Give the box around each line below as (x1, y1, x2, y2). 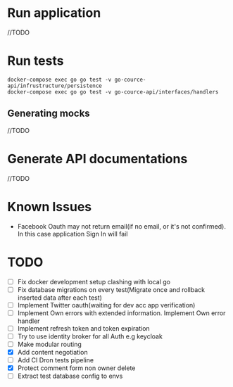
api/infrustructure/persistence (7, 82, 102, 89)
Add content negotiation (17, 348, 88, 356)
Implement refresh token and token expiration (17, 324, 150, 332)
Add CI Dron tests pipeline (17, 356, 94, 364)
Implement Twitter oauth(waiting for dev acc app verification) (17, 300, 196, 309)
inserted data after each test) (17, 293, 102, 302)
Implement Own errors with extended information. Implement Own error (17, 308, 226, 317)
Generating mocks (7, 108, 90, 120)
